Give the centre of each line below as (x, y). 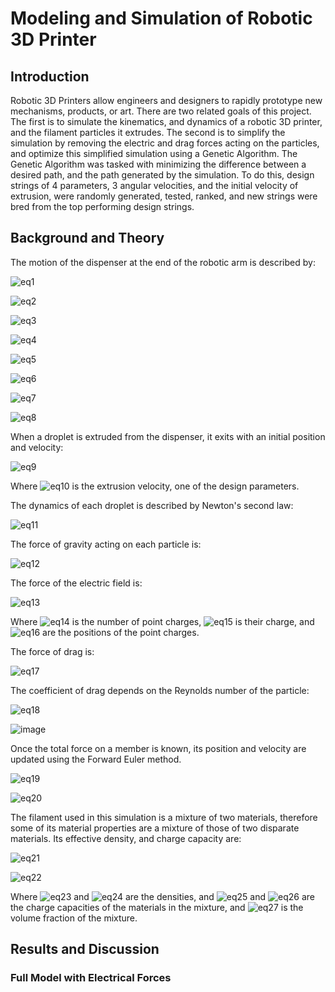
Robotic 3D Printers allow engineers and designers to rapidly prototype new (166, 100)
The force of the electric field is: (76, 583)
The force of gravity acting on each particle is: (106, 544)
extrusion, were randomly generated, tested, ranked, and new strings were (164, 196)
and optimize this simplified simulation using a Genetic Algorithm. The (154, 153)
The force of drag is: (52, 651)
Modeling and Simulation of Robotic (161, 18)
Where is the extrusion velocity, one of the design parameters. (155, 486)
